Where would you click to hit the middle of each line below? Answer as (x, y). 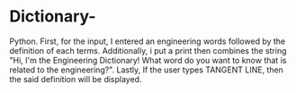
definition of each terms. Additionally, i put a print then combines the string (148, 50)
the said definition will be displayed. (76, 79)
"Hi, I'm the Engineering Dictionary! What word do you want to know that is (148, 60)
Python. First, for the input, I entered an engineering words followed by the (148, 41)
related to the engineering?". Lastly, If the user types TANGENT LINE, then (146, 70)
